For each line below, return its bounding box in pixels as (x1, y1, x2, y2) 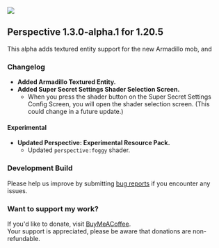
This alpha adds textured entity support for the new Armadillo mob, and (7, 44, 212, 53)
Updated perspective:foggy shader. (27, 146, 131, 154)
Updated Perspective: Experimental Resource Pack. (17, 139, 170, 147)
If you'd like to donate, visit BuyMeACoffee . (7, 220, 131, 228)
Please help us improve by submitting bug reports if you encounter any (7, 179, 211, 188)
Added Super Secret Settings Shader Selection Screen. (17, 85, 180, 94)
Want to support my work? (7, 204, 99, 213)
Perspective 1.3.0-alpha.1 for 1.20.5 (7, 26, 164, 38)
